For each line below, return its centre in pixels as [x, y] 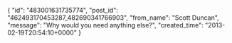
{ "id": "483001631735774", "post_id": [63, 10]
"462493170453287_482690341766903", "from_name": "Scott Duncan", [113, 18]
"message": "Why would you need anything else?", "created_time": [106, 25]
